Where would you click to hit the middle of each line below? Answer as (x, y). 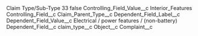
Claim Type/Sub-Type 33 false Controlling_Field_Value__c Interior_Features (99, 8)
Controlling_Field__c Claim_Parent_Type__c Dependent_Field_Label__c (93, 14)
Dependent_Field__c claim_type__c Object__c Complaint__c (79, 27)
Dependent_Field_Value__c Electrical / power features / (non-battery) (92, 21)
